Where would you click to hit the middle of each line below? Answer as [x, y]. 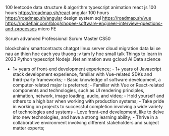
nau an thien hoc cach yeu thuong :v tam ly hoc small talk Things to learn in [84, 54]
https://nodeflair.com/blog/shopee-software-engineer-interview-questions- [84, 23]
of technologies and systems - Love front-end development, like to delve [88, 112]
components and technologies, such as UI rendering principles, [78, 90]
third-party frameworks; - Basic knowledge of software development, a [87, 80]
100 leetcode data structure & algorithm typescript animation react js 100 [81, 7]
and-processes [21, 29]
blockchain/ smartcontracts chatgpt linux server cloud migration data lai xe [83, 48]
